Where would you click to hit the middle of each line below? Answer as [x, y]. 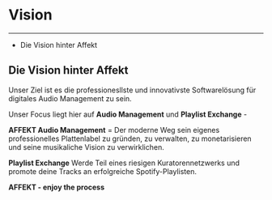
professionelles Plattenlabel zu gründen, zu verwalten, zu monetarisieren [130, 138]
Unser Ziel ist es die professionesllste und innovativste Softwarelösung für [132, 90]
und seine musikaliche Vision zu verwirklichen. [86, 147]
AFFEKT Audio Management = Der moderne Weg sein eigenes [114, 130]
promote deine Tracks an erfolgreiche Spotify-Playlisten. [102, 171]
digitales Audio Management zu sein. [70, 98]
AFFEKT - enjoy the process [57, 187]
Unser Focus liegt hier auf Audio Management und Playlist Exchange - [128, 114]
